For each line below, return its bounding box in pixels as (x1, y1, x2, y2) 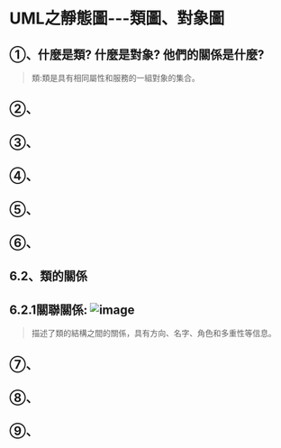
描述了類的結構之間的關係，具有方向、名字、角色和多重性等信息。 (31, 328, 276, 339)
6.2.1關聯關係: (9, 302, 88, 317)
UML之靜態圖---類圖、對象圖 (9, 8, 225, 29)
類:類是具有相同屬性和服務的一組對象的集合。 (31, 73, 200, 83)
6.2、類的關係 (9, 269, 88, 284)
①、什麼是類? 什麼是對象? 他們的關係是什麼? (9, 47, 265, 62)
